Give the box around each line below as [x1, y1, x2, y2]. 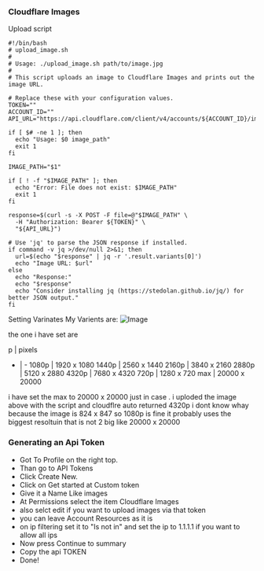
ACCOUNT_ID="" [8, 109, 55, 116]
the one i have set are [8, 330, 79, 340]
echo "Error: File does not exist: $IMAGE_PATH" [15, 184, 178, 192]
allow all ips [19, 530, 57, 540]
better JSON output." [8, 294, 79, 302]
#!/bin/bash [8, 39, 47, 47]
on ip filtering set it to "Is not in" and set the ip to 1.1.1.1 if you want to [19, 521, 240, 531]
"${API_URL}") [15, 225, 61, 234]
